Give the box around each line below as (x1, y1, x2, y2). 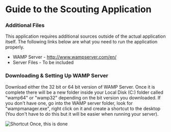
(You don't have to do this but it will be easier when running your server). (5, 111, 159, 117)
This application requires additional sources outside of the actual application (5, 33, 166, 39)
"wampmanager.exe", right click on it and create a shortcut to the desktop (5, 105, 161, 112)
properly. (5, 44, 25, 50)
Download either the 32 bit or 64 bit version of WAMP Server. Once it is (5, 84, 155, 90)
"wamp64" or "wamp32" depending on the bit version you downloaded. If (5, 94, 161, 100)
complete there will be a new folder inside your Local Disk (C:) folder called (5, 89, 163, 95)
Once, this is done (30, 121, 68, 127)
